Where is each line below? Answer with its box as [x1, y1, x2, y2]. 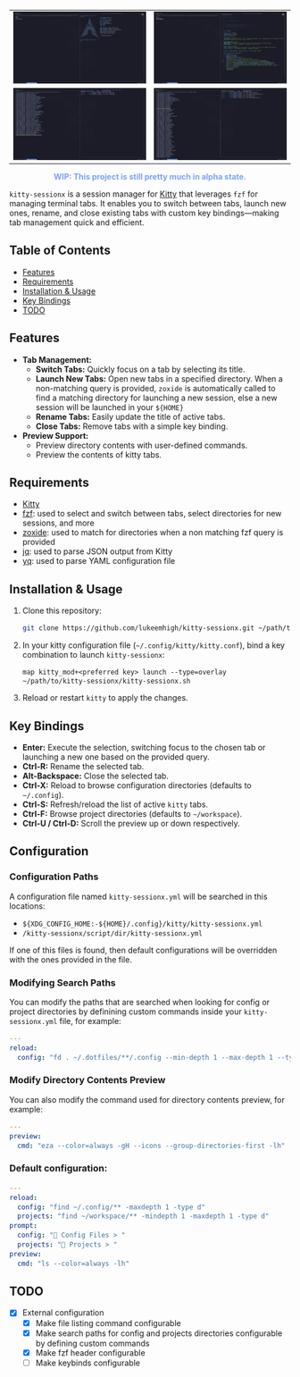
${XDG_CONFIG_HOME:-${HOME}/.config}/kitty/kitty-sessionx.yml [21, 919, 263, 928]
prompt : [9, 1222, 38, 1230]
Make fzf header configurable [35, 1347, 146, 1358]
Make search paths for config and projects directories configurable [35, 1328, 283, 1339]
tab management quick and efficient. [9, 217, 145, 228]
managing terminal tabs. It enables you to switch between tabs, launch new [9, 198, 287, 208]
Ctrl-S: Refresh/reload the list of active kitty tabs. [21, 799, 208, 810]
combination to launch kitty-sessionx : [21, 650, 165, 660]
